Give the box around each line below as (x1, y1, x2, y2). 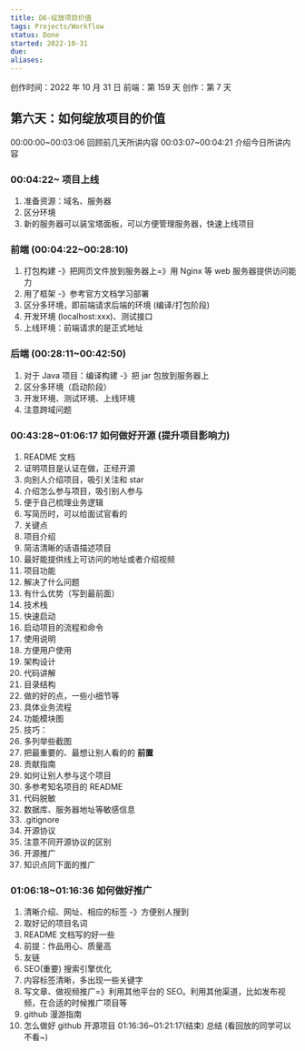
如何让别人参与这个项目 (23, 770, 112, 781)
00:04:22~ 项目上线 (10, 173, 100, 186)
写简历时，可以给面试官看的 (23, 509, 128, 519)
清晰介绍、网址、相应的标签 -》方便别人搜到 (23, 906, 190, 917)
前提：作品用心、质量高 (23, 941, 112, 952)
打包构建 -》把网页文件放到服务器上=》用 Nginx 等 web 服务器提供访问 (23, 266, 289, 277)
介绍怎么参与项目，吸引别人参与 (23, 486, 143, 496)
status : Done (10, 30, 60, 39)
